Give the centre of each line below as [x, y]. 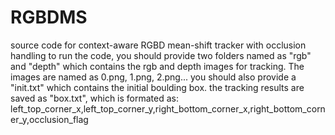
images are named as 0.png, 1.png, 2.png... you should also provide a [153, 77]
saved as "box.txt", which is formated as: [95, 98]
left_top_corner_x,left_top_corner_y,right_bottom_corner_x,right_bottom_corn [168, 108]
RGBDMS [49, 17]
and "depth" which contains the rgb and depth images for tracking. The [157, 66]
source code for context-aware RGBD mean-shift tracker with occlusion [158, 45]
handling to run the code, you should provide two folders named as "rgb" [161, 55]
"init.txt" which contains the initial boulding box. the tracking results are [157, 87]
